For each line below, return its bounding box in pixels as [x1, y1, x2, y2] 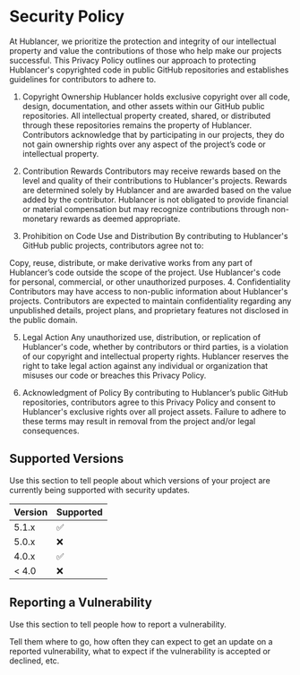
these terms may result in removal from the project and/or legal [21, 415, 256, 426]
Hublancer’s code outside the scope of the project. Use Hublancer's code [9, 267, 281, 278]
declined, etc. [9, 655, 60, 666]
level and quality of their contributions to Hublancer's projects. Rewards [21, 175, 287, 185]
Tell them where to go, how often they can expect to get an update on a [9, 636, 273, 646]
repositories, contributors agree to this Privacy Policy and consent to [21, 397, 276, 407]
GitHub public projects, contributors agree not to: [21, 240, 204, 251]
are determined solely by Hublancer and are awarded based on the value [21, 184, 292, 195]
